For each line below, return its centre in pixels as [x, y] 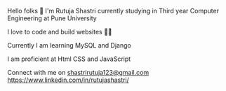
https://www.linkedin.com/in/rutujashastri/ [68, 80]
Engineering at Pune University [52, 18]
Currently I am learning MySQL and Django [69, 45]
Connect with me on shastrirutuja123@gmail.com [78, 72]
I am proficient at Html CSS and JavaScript [69, 59]
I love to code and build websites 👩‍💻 [60, 32]
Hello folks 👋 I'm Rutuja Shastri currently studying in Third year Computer [113, 11]
